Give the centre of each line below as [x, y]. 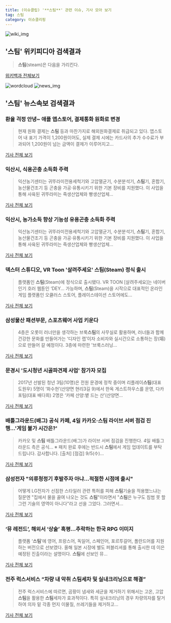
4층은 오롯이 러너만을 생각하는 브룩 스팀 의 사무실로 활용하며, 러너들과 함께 [91, 332]
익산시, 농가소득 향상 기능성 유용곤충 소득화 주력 [60, 219]
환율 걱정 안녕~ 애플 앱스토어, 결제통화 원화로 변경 [63, 119]
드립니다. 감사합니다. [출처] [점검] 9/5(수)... [61, 453]
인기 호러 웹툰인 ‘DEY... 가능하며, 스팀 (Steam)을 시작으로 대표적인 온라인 [90, 288]
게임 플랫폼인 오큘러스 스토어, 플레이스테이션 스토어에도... [75, 295]
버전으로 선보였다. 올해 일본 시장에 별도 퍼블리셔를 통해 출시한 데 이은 [96, 547]
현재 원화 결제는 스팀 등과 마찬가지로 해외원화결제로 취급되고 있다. [83, 131]
